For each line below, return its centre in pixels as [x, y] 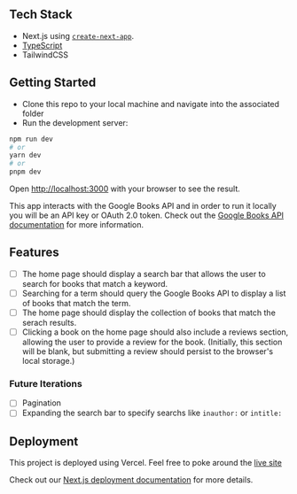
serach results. [49, 323]
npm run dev [31, 139]
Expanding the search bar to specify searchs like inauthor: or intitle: [152, 413]
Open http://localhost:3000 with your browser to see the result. [125, 189]
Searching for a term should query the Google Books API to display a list [154, 293]
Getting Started [53, 83]
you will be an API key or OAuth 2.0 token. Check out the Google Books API [147, 215]
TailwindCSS [45, 54]
